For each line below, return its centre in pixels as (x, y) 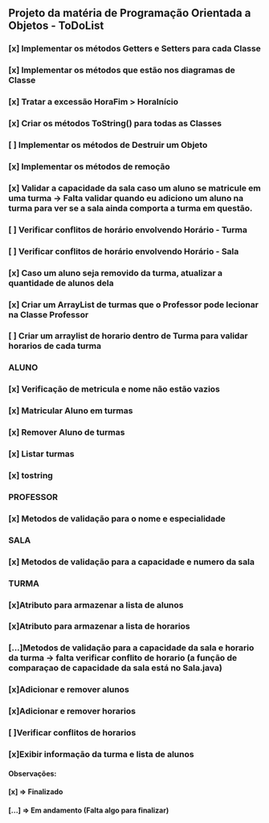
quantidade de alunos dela (61, 283)
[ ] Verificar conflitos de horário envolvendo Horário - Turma (128, 230)
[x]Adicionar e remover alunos (69, 690)
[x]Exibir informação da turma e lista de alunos (101, 755)
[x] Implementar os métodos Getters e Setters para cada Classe (134, 49)
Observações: (33, 773)
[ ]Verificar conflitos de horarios (72, 733)
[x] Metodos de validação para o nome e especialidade (117, 518)
